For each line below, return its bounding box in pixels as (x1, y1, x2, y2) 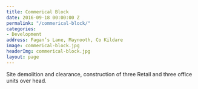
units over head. (6, 77, 47, 84)
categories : (6, 25, 36, 32)
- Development (6, 31, 42, 38)
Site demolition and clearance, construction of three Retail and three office (6, 70, 193, 77)
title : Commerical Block (6, 8, 69, 15)
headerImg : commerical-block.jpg (6, 48, 91, 54)
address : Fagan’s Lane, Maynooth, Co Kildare (6, 37, 123, 43)
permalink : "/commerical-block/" (6, 20, 91, 26)
